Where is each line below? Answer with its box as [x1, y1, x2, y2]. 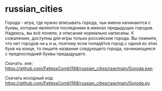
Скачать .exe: [5, 60, 33, 66]
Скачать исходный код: [5, 75, 54, 81]
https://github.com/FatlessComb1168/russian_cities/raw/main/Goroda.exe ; [5, 65, 154, 71]
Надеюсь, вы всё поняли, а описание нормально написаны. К [5, 30, 134, 36]
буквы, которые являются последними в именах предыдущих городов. [5, 24, 154, 30]
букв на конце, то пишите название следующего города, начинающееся [5, 45, 156, 51]
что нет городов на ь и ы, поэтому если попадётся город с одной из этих [5, 40, 158, 46]
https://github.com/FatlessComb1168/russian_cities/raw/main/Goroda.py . [5, 80, 151, 86]
